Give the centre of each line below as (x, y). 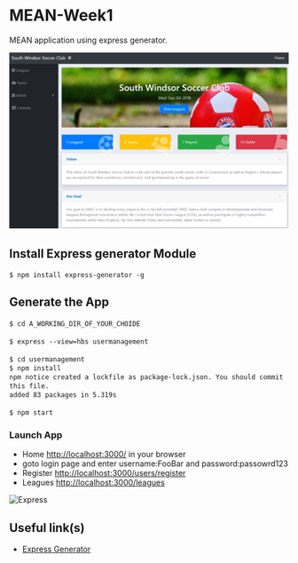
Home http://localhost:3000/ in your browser (104, 455)
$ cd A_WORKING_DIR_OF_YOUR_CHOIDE (75, 324)
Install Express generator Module (103, 254)
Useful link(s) (47, 528)
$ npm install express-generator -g (77, 275)
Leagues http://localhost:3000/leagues (94, 483)
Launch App (36, 434)
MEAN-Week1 (61, 16)
